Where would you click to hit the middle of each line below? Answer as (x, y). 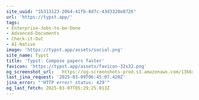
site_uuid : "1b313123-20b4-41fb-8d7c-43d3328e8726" (71, 11)
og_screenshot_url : (30, 72)
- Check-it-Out (25, 39)
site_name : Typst (28, 55)
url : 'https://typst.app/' (39, 17)
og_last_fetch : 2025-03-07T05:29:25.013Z (58, 88)
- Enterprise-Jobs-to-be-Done (44, 28)
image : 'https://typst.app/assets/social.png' (65, 50)
